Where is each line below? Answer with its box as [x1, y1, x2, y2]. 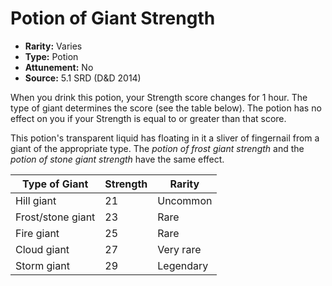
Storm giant [15, 258, 70, 272]
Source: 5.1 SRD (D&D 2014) [24, 72, 142, 84]
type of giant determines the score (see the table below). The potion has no [10, 102, 322, 114]
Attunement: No [24, 61, 94, 73]
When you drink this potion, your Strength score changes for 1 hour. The [10, 91, 308, 103]
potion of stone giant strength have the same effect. [10, 153, 225, 165]
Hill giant [15, 193, 57, 207]
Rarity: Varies [24, 40, 83, 52]
